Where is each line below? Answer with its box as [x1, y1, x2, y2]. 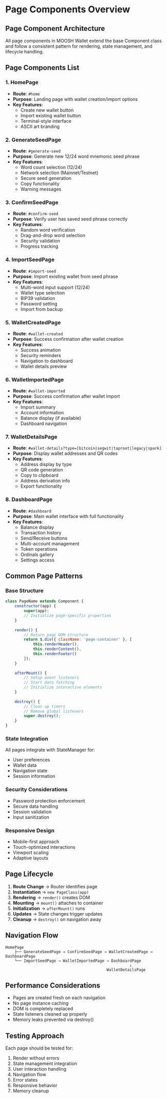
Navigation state [12, 768, 48, 774]
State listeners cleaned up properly [12, 1011, 87, 1017]
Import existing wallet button [20, 112, 81, 119]
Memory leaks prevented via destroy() [12, 1016, 94, 1023]
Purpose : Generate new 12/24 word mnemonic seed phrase [12, 153, 140, 159]
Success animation [20, 347, 61, 353]
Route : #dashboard [12, 508, 52, 514]
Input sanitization [12, 814, 50, 820]
